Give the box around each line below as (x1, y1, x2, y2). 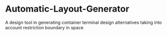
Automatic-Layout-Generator (5, 3, 130, 15)
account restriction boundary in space (5, 24, 84, 30)
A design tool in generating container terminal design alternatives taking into (5, 19, 162, 25)
